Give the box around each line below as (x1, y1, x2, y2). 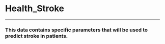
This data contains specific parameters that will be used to (5, 26, 148, 33)
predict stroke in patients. (5, 32, 68, 39)
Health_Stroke (5, 3, 64, 14)
